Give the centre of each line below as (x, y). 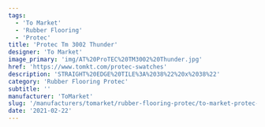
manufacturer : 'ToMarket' (50, 96)
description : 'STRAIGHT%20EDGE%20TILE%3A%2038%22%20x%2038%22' (114, 74)
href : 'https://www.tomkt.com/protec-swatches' (88, 67)
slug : (17, 103)
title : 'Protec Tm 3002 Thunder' (63, 45)
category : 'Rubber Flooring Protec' (68, 81)
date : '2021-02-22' (40, 111)
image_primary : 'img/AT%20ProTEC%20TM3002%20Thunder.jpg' (105, 60)
